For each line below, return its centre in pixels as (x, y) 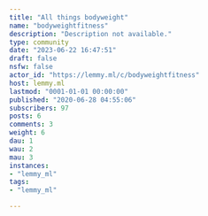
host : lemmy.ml (37, 83)
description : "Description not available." (91, 34)
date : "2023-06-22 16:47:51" (63, 50)
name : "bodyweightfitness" (59, 26)
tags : (19, 182)
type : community (39, 42)
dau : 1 (21, 141)
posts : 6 (25, 116)
